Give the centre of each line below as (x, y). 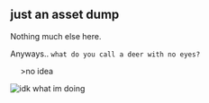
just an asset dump (65, 15)
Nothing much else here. (56, 36)
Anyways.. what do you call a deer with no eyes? (105, 54)
